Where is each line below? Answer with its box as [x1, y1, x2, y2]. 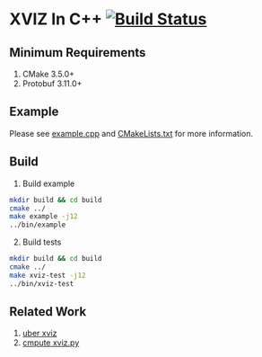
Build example [22, 178, 75, 189]
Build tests [22, 237, 62, 247]
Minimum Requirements [9, 45, 146, 60]
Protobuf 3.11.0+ [22, 78, 83, 89]
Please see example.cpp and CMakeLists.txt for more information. [9, 128, 254, 138]
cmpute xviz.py [22, 337, 80, 348]
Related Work [9, 304, 87, 319]
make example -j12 [9, 212, 78, 221]
